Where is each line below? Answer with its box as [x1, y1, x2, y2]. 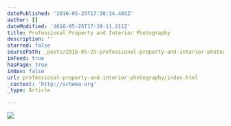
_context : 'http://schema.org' [7, 81, 97, 87]
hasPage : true [7, 61, 48, 68]
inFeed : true [7, 55, 45, 62]
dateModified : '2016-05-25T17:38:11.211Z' [7, 23, 131, 30]
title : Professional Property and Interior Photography [7, 29, 170, 36]
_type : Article [7, 87, 51, 94]
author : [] [7, 17, 38, 23]
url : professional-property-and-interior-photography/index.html [7, 74, 198, 81]
